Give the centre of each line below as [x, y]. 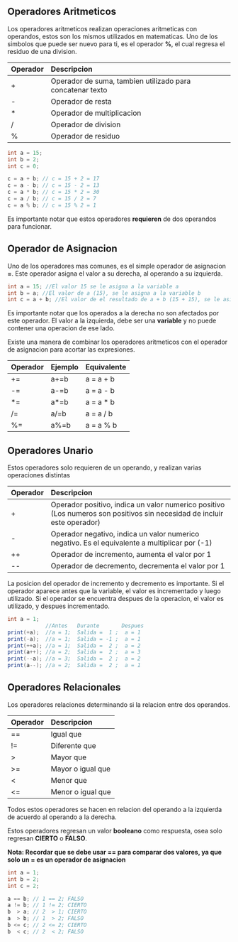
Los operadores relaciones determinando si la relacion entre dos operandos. [119, 704]
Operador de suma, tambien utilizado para [121, 81]
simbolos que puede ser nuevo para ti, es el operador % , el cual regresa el [116, 44]
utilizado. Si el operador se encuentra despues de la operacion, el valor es [116, 599]
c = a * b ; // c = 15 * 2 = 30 [53, 192]
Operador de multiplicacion [96, 113]
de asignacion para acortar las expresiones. [71, 350]
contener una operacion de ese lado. [61, 328]
